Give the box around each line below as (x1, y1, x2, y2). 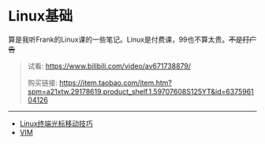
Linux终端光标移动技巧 (19, 119, 93, 128)
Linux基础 (8, 7, 73, 25)
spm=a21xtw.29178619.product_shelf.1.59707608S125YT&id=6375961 (27, 87, 254, 96)
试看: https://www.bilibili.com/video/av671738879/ (27, 61, 192, 71)
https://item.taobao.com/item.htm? (58, 78, 172, 87)
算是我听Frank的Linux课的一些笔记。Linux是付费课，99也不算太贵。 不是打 (8, 35, 250, 44)
